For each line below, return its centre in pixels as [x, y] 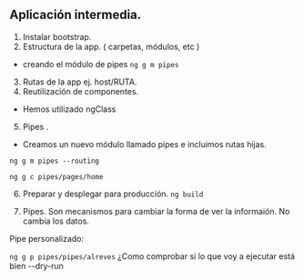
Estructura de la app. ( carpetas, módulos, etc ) [111, 46]
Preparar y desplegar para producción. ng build [113, 194]
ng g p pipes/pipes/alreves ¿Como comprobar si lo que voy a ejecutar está [152, 256]
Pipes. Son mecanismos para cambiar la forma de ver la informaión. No [156, 211]
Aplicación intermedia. [76, 15]
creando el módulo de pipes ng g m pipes [101, 64]
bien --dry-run [36, 265]
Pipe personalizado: [47, 238]
